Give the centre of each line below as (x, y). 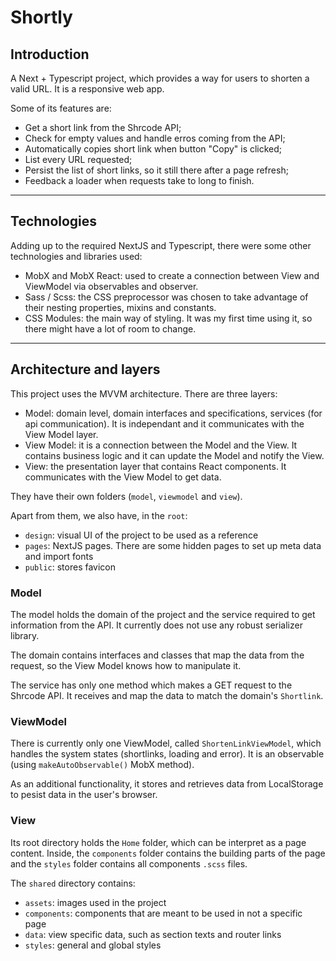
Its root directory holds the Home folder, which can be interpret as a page (158, 842)
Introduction (50, 54)
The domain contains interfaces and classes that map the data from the (157, 655)
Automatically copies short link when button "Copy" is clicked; (153, 149)
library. (25, 635)
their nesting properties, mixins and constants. (120, 307)
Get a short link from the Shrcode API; (103, 127)
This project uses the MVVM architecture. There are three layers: (144, 393)
